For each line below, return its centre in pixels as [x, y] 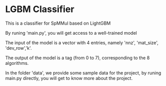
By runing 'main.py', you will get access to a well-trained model [71, 33]
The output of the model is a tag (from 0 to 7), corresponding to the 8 [78, 58]
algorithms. [17, 63]
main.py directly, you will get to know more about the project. [69, 78]
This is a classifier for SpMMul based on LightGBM [58, 23]
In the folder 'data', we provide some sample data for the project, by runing [83, 73]
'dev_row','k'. [18, 48]
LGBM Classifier [40, 9]
